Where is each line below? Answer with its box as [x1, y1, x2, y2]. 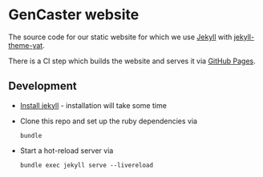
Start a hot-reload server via [19, 146, 114, 155]
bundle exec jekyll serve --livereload [19, 161, 154, 169]
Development [8, 79, 78, 93]
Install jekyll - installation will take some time [19, 100, 167, 110]
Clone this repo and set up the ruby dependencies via [19, 116, 198, 126]
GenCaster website [8, 6, 140, 24]
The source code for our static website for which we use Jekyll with [8, 32, 233, 42]
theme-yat [8, 40, 43, 50]
